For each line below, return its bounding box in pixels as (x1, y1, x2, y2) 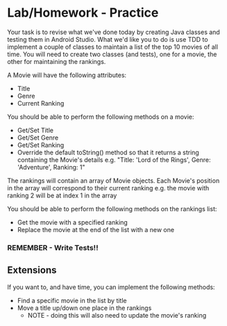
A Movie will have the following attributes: (7, 71, 127, 79)
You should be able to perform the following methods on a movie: (7, 113, 194, 121)
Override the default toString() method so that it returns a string (17, 148, 199, 156)
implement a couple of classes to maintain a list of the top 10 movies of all (7, 42, 219, 51)
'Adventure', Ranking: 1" (17, 163, 85, 171)
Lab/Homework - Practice (7, 5, 159, 21)
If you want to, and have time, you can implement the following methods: (7, 283, 215, 291)
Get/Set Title (17, 126, 54, 134)
